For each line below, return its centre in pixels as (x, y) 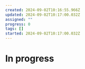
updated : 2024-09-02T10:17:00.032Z (43, 15)
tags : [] (14, 29)
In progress (30, 59)
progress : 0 (18, 24)
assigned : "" (19, 19)
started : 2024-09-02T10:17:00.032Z (43, 33)
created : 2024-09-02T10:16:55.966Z (43, 10)
